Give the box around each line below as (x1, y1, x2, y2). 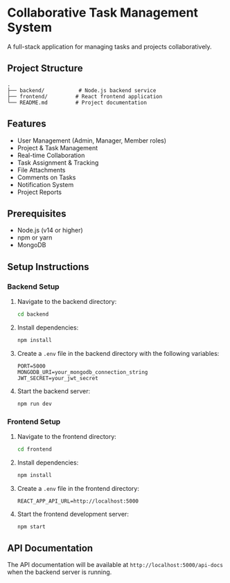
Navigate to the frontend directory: (17, 432, 116, 440)
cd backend (17, 311, 49, 318)
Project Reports (17, 188, 62, 196)
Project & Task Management (17, 143, 98, 152)
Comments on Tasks (17, 173, 76, 181)
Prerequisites (7, 208, 67, 219)
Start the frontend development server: (17, 510, 130, 518)
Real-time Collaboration (17, 151, 85, 159)
